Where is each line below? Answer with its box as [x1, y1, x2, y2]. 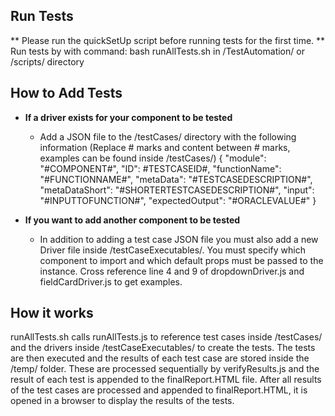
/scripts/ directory [10, 55, 85, 68]
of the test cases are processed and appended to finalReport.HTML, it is [10, 384, 308, 396]
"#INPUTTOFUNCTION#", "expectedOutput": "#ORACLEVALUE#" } [39, 194, 317, 206]
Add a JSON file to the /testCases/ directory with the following [39, 130, 297, 143]
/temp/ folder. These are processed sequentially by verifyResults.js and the [10, 363, 320, 375]
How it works [10, 305, 94, 322]
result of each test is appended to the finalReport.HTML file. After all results [10, 374, 322, 386]
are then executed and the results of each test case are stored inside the [10, 352, 310, 364]
